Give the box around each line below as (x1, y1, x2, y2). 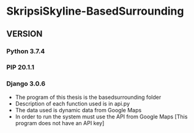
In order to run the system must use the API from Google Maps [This (15, 113, 188, 120)
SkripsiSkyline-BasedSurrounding (6, 4, 184, 18)
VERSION (6, 29, 43, 39)
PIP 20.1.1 (6, 63, 35, 71)
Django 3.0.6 (6, 79, 46, 88)
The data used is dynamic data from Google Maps (15, 106, 142, 113)
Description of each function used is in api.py (15, 99, 130, 107)
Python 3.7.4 (6, 47, 45, 56)
